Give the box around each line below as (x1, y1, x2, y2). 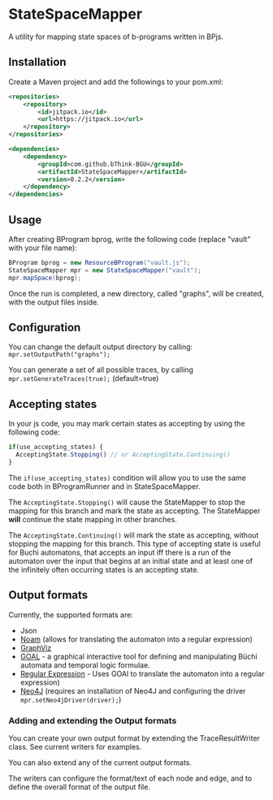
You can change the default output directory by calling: (8, 342, 193, 352)
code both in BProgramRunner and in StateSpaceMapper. (8, 481, 201, 491)
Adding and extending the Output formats (8, 715, 177, 726)
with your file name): (8, 243, 77, 253)
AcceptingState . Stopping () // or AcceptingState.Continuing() (15, 451, 231, 459)
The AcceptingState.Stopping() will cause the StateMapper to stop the (8, 497, 246, 507)
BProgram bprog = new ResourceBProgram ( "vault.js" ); (8, 258, 191, 266)
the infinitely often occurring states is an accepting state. (8, 564, 199, 574)
